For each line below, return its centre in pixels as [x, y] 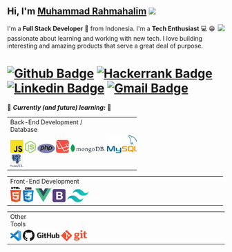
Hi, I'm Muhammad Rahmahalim [77, 11]
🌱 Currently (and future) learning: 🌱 [59, 107]
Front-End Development [45, 182]
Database [24, 129]
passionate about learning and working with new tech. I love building [105, 38]
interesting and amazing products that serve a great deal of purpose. [105, 46]
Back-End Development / [46, 122]
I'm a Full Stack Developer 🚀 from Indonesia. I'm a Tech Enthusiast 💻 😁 [111, 28]
